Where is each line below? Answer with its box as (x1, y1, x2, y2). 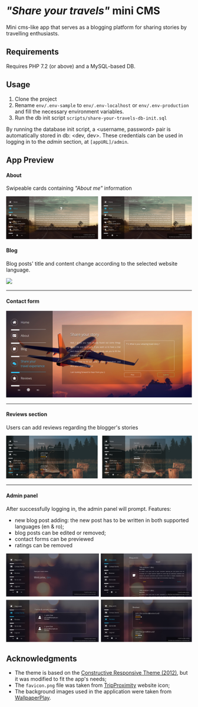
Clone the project (14, 95, 57, 103)
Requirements (6, 47, 59, 57)
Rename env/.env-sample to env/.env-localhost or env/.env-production (14, 101, 189, 108)
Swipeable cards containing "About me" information (6, 184, 133, 192)
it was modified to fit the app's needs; (14, 676, 107, 683)
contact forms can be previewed (14, 535, 94, 543)
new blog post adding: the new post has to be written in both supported (14, 517, 189, 524)
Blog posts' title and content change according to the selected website (6, 260, 178, 267)
